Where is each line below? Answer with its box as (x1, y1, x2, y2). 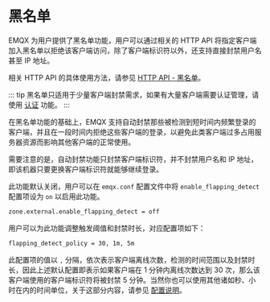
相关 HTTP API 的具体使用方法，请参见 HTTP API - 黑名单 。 (8, 72, 206, 82)
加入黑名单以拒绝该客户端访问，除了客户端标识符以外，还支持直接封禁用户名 (8, 45, 262, 55)
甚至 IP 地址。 (8, 56, 55, 65)
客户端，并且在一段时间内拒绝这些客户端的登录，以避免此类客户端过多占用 (8, 126, 255, 137)
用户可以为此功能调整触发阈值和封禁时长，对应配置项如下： (8, 223, 206, 233)
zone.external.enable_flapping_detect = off (8, 207, 160, 216)
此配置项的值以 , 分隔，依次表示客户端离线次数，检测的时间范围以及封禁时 (8, 254, 256, 264)
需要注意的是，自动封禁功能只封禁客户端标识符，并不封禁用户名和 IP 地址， (8, 154, 259, 163)
